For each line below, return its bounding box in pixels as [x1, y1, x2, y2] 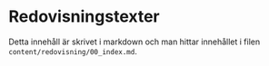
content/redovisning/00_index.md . [8, 45, 137, 56]
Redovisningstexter [8, 6, 160, 27]
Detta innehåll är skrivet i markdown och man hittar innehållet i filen [8, 36, 261, 47]
